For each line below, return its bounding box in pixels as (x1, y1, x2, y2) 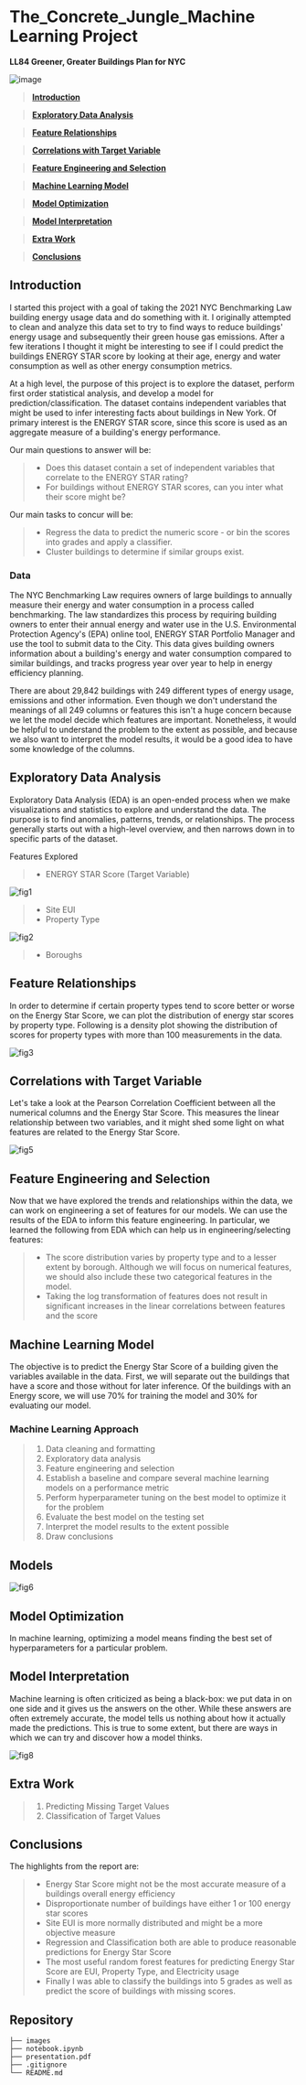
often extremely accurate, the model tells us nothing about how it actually (9, 1713, 286, 1724)
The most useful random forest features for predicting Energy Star (45, 1956, 295, 1968)
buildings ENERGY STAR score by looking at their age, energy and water (9, 350, 281, 361)
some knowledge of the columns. (9, 744, 135, 755)
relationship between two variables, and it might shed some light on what (9, 1117, 285, 1128)
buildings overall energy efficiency (45, 1888, 175, 1899)
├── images (9, 2037, 51, 2046)
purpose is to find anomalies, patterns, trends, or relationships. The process (9, 813, 295, 824)
